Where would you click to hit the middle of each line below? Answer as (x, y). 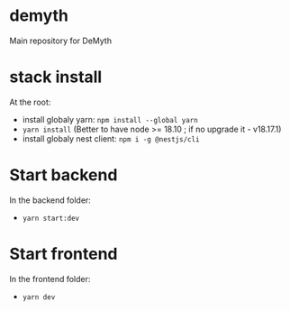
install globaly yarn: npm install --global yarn (110, 119)
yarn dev (39, 297)
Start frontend (64, 254)
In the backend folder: (50, 200)
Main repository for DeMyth (61, 41)
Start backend (63, 175)
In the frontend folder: (50, 279)
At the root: (30, 102)
